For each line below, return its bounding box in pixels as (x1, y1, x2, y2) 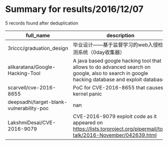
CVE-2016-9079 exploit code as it (72, 112, 157, 119)
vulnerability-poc (7, 104, 49, 111)
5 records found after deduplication (5, 20, 78, 26)
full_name (25, 31, 50, 38)
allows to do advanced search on (72, 63, 151, 70)
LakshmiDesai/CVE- (7, 119, 56, 126)
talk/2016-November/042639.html (72, 131, 157, 138)
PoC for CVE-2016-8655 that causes (72, 84, 163, 91)
